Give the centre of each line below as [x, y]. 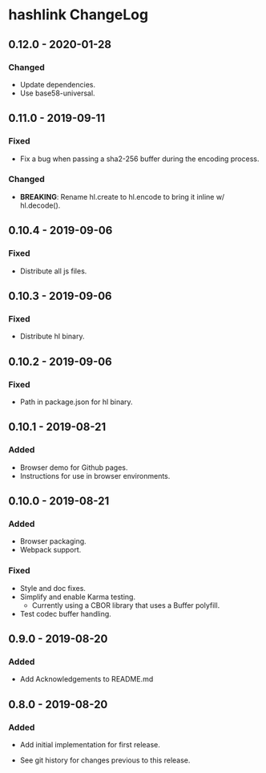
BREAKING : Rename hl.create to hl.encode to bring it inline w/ [122, 196]
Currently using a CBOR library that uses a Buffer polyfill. [126, 605]
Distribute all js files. [53, 271]
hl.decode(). [40, 205]
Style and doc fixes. [53, 588]
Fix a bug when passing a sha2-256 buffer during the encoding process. [139, 159]
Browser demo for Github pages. [74, 467]
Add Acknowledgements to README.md [87, 679]
